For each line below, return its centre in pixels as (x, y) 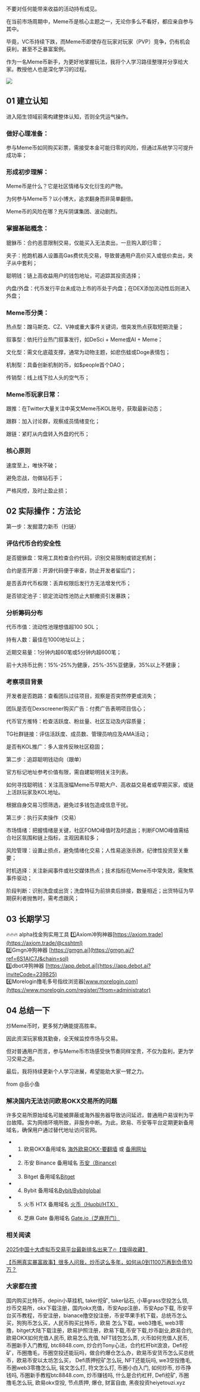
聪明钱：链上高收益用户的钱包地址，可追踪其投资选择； (74, 275)
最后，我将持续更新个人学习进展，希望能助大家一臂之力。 (76, 1071)
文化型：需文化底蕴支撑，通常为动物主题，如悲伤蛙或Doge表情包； (88, 352)
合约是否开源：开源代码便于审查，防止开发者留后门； (71, 570)
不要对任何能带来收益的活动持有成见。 (53, 9)
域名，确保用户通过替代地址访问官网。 (53, 1130)
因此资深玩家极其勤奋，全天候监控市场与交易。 (63, 1038)
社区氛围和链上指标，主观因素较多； (55, 838)
